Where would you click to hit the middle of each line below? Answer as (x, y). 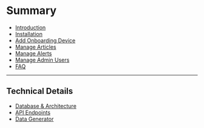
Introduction (30, 27)
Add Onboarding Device (45, 40)
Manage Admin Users (42, 60)
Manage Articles (36, 47)
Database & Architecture (46, 106)
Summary (31, 11)
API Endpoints (32, 112)
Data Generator (34, 119)
